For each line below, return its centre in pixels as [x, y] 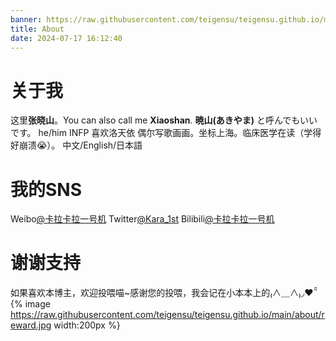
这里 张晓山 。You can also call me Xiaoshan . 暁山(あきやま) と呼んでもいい [164, 120]
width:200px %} [87, 325]
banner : [26, 19]
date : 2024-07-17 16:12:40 [66, 38]
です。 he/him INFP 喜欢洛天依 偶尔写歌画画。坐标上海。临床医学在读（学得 [166, 133]
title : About [37, 29]
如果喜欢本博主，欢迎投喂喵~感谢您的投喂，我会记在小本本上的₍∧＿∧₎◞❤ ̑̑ [163, 293]
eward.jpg [31, 325]
